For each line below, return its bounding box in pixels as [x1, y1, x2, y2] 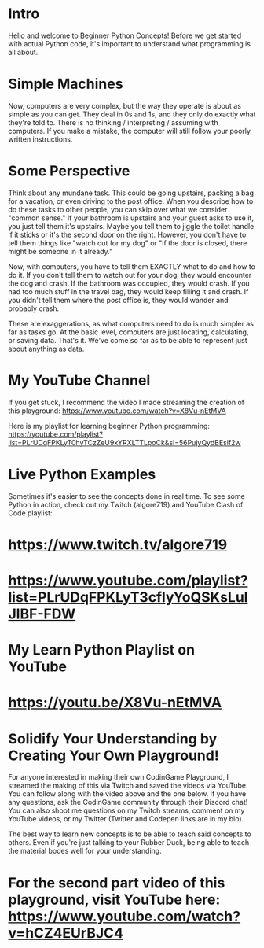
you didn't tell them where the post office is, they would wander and [8, 295, 229, 304]
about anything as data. [8, 344, 85, 353]
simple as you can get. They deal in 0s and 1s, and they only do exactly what [8, 109, 256, 119]
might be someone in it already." [8, 246, 112, 256]
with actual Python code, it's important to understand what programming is [8, 39, 251, 48]
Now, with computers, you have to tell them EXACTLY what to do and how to [8, 261, 256, 271]
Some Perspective [8, 162, 130, 180]
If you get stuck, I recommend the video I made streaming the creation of [8, 397, 245, 407]
